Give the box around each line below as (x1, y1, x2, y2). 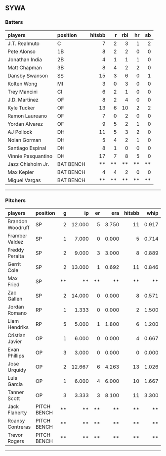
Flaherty (7, 409, 27, 416)
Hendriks (7, 324, 29, 331)
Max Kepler (7, 168, 34, 175)
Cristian (7, 332, 26, 339)
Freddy (7, 246, 24, 253)
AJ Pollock (7, 128, 33, 135)
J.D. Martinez (7, 96, 39, 103)
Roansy (7, 417, 25, 424)
